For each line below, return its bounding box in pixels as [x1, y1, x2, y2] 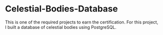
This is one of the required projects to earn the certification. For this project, [5, 19, 158, 25]
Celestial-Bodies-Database [5, 3, 118, 14]
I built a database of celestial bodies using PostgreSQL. [5, 24, 116, 30]
